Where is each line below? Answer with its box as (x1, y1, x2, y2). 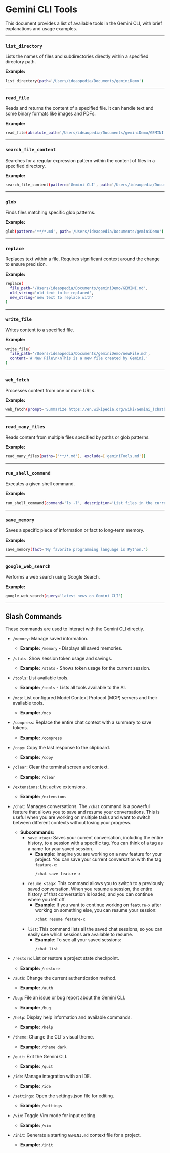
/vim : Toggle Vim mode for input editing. (12, 1112, 97, 1118)
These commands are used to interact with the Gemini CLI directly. (5, 626, 144, 632)
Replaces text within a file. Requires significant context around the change (5, 256, 160, 262)
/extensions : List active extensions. (12, 784, 87, 790)
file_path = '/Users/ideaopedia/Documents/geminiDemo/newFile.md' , (10, 351, 151, 356)
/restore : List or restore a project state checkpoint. (12, 955, 120, 961)
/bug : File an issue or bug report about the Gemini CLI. (12, 994, 125, 1001)
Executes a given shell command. (5, 480, 75, 487)
